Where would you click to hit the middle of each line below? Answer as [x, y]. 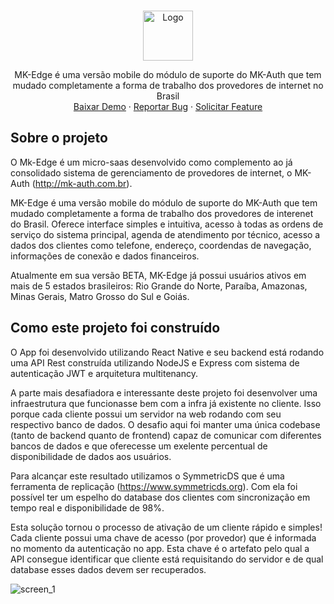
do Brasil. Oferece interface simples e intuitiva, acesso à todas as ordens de [167, 224]
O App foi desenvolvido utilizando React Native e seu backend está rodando [167, 352]
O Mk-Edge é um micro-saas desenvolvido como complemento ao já [151, 162]
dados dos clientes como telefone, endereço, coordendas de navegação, [161, 245]
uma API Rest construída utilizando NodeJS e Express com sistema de [155, 362]
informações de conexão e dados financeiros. [105, 256]
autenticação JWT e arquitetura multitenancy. [104, 373]
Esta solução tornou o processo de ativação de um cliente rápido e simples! [166, 527]
